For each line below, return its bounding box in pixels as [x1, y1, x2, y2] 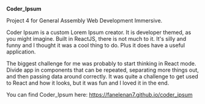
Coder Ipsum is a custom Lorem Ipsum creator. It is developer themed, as [6, 29, 192, 36]
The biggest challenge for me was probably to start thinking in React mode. [6, 60, 197, 67]
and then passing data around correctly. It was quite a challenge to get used [6, 73, 199, 80]
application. [6, 48, 36, 55]
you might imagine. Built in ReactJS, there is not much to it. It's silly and [6, 35, 187, 42]
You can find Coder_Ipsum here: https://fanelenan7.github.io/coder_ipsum [6, 91, 193, 98]
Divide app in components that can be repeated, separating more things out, [6, 66, 199, 74]
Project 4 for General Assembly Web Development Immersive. [6, 17, 163, 24]
